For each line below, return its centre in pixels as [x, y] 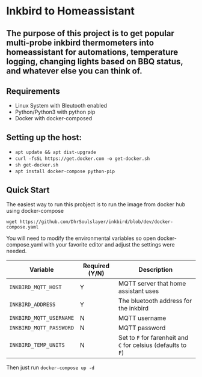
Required [96, 266]
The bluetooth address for [155, 301]
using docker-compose [35, 211]
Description [156, 270]
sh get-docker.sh [37, 165]
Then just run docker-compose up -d [50, 367]
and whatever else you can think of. [74, 71]
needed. [17, 251]
